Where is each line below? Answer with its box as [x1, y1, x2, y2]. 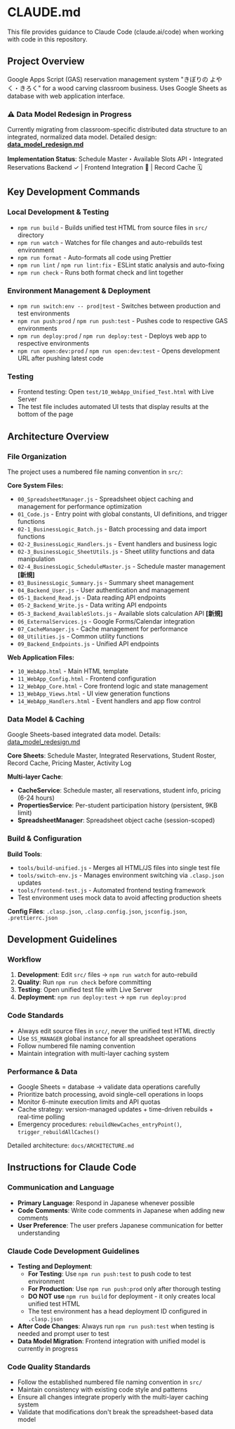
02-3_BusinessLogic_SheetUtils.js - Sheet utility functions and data [17, 547, 215, 556]
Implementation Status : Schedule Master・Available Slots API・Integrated [7, 155, 223, 163]
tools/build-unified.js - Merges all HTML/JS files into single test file [17, 863, 220, 871]
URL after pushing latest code [17, 354, 104, 363]
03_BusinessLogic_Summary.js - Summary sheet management [17, 579, 194, 587]
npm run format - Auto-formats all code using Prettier [17, 253, 172, 261]
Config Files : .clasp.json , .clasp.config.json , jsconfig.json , [7, 907, 187, 915]
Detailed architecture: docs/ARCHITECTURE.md [7, 1141, 135, 1150]
